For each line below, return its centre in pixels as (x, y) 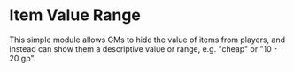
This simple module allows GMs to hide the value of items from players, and (147, 40)
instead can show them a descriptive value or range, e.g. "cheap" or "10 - (143, 48)
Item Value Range (75, 15)
